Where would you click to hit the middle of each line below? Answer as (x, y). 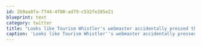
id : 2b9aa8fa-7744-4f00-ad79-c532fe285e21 (60, 12)
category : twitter (29, 23)
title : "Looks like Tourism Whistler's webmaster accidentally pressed (97, 28)
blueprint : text (26, 17)
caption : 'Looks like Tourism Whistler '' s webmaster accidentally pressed (101, 34)
